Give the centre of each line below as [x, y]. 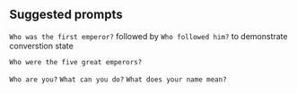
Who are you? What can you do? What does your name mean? [118, 80]
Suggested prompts [66, 15]
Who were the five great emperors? [76, 62]
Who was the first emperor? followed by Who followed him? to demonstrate [148, 36]
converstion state [41, 46]
